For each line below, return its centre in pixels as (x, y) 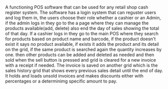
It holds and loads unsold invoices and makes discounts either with (74, 76)
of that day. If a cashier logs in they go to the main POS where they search (82, 34)
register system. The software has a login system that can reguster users (81, 12)
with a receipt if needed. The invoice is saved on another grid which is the (81, 65)
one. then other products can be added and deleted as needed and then (80, 55)
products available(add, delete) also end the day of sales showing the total (82, 28)
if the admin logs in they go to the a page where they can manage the (77, 23)
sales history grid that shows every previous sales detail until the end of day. (84, 71)
